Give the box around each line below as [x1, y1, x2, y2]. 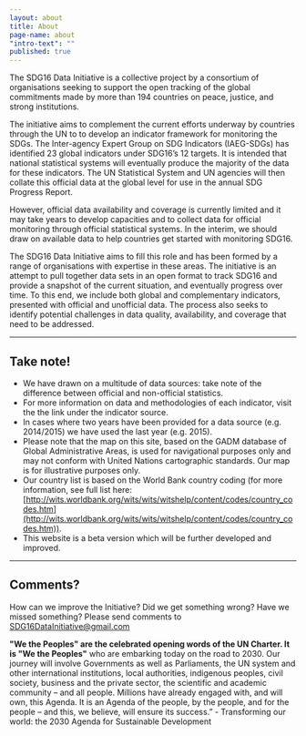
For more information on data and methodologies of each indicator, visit [22, 397, 292, 408]
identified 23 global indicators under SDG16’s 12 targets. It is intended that [9, 148, 287, 159]
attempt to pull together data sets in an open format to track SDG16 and [9, 271, 278, 281]
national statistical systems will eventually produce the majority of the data [9, 158, 290, 169]
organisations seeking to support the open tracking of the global [9, 82, 251, 93]
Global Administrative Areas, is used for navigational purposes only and [22, 445, 291, 456]
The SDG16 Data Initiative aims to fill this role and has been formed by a [9, 251, 278, 262]
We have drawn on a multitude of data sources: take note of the [22, 377, 262, 388]
